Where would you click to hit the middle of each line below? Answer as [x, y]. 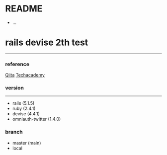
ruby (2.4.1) [24, 109]
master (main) [27, 143]
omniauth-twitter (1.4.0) [37, 119]
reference [17, 64]
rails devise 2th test [47, 42]
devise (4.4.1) [26, 114]
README [24, 9]
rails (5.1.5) [23, 103]
